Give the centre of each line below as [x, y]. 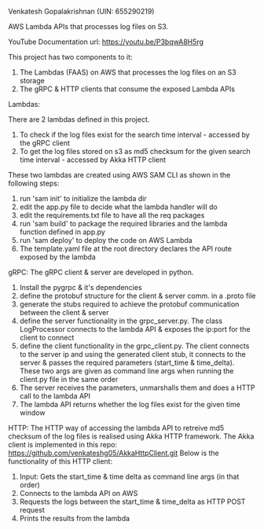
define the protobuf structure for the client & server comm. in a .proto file [138, 296]
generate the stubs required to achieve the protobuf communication [129, 304]
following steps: [34, 183]
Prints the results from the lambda [75, 518]
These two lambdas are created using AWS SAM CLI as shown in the [119, 175]
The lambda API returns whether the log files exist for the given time [130, 404]
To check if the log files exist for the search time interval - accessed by [134, 134]
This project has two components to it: [70, 57]
